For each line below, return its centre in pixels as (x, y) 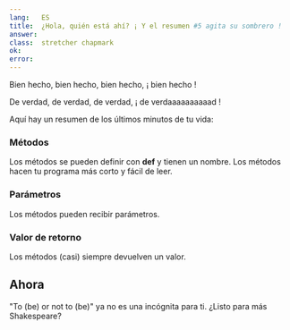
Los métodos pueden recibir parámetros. (85, 214)
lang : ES (30, 17)
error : (21, 59)
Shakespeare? (36, 316)
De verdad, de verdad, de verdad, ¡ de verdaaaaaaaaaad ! (115, 102)
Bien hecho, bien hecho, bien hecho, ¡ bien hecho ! (103, 85)
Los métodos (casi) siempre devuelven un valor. (98, 257)
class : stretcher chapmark (62, 42)
